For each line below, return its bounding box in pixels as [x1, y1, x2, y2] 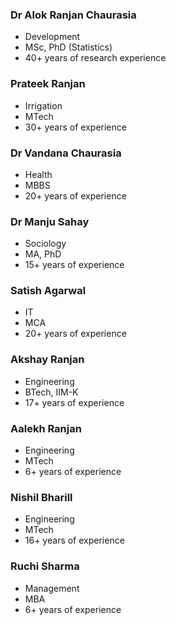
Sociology [24, 238, 67, 250]
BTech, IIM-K [24, 386, 79, 398]
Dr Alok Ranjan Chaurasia [10, 8, 137, 22]
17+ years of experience [24, 396, 125, 408]
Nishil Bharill [10, 491, 73, 504]
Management [24, 582, 80, 594]
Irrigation [24, 99, 63, 112]
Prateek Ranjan [10, 77, 86, 91]
